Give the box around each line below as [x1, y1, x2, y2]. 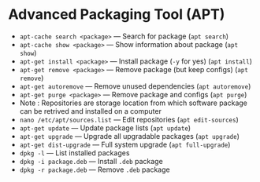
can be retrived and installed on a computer [19, 106, 162, 115]
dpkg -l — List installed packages [19, 147, 130, 158]
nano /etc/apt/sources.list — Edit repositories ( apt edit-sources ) [19, 115, 239, 124]
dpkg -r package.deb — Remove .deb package [19, 165, 171, 174]
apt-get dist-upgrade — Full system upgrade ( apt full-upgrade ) [19, 140, 231, 149]
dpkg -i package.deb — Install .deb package [19, 156, 163, 166]
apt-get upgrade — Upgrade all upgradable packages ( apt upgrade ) [19, 131, 240, 140]
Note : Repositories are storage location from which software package [19, 98, 248, 107]
